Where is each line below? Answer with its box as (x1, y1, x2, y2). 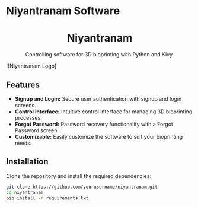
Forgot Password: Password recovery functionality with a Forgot (14, 120, 174, 128)
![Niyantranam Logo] (6, 62, 57, 69)
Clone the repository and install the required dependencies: (6, 172, 152, 179)
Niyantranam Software (6, 4, 120, 18)
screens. (14, 101, 37, 109)
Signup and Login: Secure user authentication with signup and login (14, 95, 182, 102)
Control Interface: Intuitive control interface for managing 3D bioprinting (14, 108, 193, 115)
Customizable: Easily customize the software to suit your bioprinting (14, 133, 183, 140)
